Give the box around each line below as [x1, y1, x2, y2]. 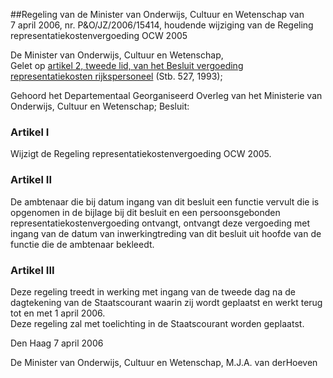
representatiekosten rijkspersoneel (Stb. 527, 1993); [10, 70, 223, 82]
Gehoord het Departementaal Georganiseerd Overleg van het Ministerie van [10, 90, 323, 101]
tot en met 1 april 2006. [10, 307, 106, 319]
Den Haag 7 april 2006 [10, 337, 104, 349]
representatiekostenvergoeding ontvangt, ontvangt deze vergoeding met [10, 217, 310, 229]
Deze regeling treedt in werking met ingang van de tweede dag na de [10, 285, 296, 298]
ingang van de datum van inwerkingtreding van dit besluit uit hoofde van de [10, 227, 322, 239]
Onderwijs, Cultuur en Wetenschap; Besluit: [10, 100, 190, 112]
